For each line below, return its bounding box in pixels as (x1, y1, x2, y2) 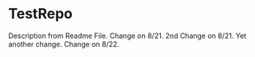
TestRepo (8, 5, 73, 23)
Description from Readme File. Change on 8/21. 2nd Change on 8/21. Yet (8, 31, 247, 40)
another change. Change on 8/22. (8, 39, 120, 48)
